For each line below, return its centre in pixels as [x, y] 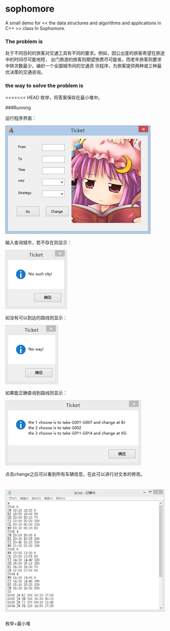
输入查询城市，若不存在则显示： [38, 242]
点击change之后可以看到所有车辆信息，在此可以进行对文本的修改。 [75, 474]
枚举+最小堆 [18, 624]
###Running [18, 108]
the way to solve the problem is [44, 86]
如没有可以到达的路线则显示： [36, 317]
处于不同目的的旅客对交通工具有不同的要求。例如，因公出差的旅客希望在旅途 [85, 53]
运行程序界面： [21, 118]
